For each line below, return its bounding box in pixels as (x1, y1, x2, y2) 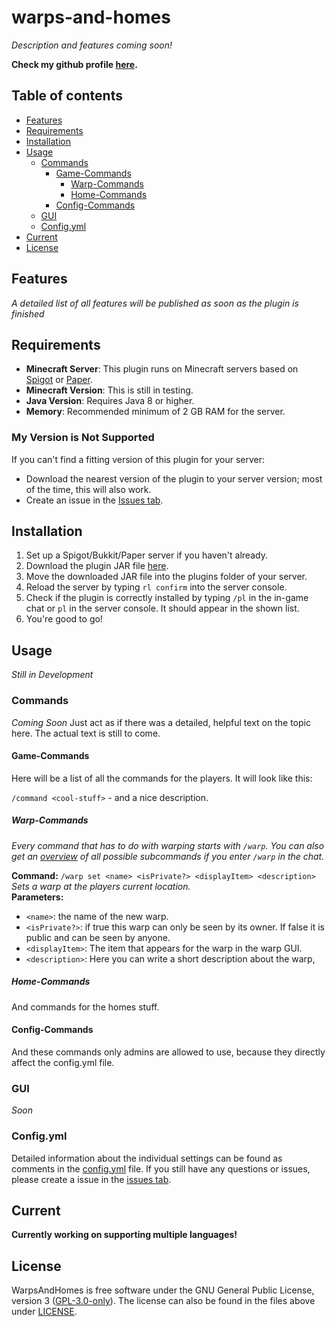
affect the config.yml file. (11, 1056, 115, 1068)
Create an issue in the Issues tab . (25, 494, 164, 506)
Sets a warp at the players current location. (11, 880, 191, 892)
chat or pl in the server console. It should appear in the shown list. (25, 602, 300, 615)
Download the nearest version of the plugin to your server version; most (25, 472, 323, 485)
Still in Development (11, 669, 94, 681)
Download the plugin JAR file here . (25, 560, 169, 572)
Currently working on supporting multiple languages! (11, 1229, 238, 1241)
